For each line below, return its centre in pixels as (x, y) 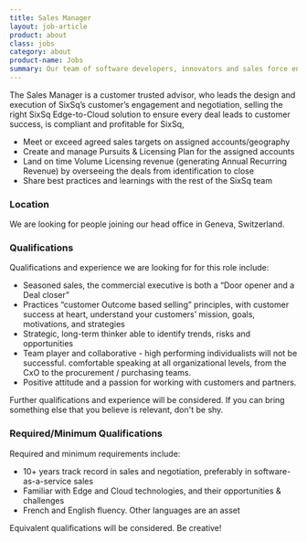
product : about (38, 35)
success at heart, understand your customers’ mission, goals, (139, 314)
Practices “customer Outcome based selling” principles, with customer (156, 305)
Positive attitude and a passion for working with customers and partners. (159, 383)
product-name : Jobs (47, 60)
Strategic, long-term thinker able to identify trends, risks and (137, 334)
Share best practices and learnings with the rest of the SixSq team (147, 180)
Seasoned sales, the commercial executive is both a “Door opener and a (159, 285)
